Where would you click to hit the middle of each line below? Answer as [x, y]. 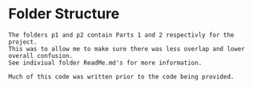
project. [23, 42]
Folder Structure [64, 14]
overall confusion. [41, 56]
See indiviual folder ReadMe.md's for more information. [105, 63]
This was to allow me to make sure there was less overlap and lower [127, 48]
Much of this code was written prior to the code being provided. [121, 76]
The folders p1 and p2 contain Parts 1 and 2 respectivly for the [121, 35]
